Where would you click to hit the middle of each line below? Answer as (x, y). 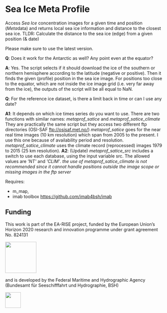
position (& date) (22, 39)
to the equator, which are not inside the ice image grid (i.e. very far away (80, 84)
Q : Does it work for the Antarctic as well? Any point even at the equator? (79, 58)
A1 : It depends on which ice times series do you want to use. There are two (82, 114)
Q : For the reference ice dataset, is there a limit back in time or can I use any (83, 99)
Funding (18, 212)
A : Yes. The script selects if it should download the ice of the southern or (80, 68)
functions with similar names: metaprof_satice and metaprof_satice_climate (83, 119)
